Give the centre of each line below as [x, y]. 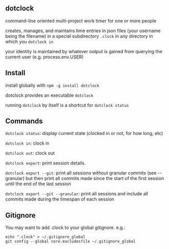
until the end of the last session [38, 184]
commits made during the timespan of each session [60, 199]
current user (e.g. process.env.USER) [44, 57]
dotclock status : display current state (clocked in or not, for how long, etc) [84, 133]
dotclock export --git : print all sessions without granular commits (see [81, 173]
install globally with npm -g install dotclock [52, 85]
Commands [24, 121]
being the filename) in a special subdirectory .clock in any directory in [79, 36]
